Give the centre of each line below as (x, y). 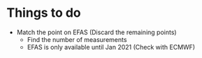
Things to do (44, 13)
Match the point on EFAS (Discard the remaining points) (96, 32)
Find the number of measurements (77, 39)
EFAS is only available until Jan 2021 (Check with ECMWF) (111, 47)
